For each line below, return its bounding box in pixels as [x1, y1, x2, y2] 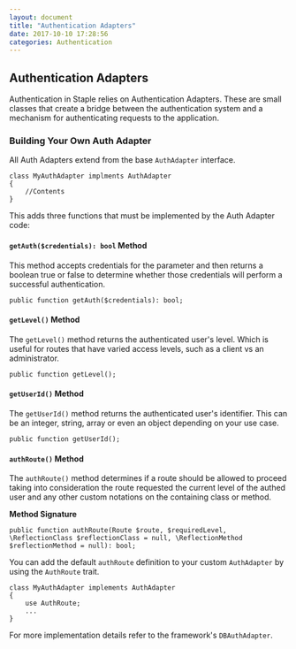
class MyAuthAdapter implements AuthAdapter [9, 584, 176, 592]
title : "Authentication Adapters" [9, 21, 137, 30]
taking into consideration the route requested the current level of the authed [9, 483, 285, 493]
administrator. [9, 353, 60, 363]
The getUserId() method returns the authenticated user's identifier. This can [9, 408, 288, 418]
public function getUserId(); [9, 434, 121, 443]
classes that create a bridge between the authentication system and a [9, 103, 263, 114]
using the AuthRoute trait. [9, 567, 100, 577]
